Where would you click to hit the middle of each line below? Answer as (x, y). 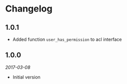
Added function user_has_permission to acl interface (67, 39)
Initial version (26, 77)
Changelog (29, 9)
